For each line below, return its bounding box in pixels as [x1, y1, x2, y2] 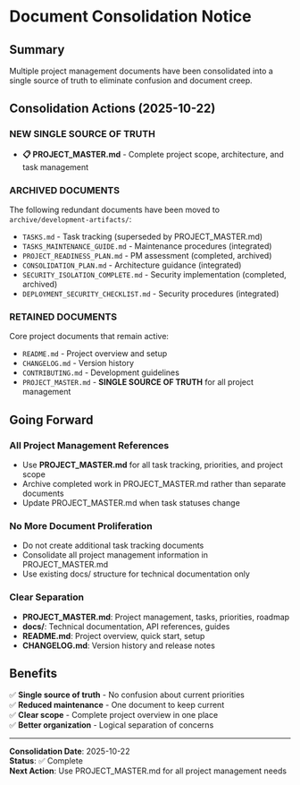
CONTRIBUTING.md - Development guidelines [21, 367, 180, 378]
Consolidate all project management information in [21, 550, 208, 560]
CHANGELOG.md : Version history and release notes [21, 640, 216, 651]
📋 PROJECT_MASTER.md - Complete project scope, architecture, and [21, 149, 284, 159]
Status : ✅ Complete [9, 755, 83, 766]
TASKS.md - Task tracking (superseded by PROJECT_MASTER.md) [21, 231, 263, 242]
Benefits [9, 665, 58, 681]
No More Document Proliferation [9, 519, 154, 532]
